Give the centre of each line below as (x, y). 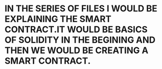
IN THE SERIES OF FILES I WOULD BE (81, 9)
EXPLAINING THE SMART (58, 19)
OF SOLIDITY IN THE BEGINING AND (80, 40)
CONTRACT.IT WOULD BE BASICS (76, 30)
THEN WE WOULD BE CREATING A (77, 51)
